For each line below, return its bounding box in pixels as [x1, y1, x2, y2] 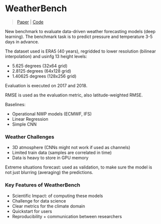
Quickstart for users [12, 208, 52, 214]
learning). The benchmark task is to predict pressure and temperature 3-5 [5, 34, 153, 39]
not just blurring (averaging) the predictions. [5, 169, 94, 175]
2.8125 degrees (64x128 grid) [12, 68, 71, 74]
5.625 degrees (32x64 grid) [12, 63, 68, 69]
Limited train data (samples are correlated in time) [12, 149, 112, 156]
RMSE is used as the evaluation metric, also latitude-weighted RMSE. [5, 92, 143, 98]
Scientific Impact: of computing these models [12, 193, 103, 199]
